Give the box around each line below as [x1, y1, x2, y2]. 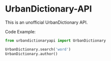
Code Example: [5, 29, 36, 34]
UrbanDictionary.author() [5, 51, 58, 56]
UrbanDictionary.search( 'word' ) [5, 47, 71, 52]
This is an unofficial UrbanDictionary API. [5, 19, 88, 25]
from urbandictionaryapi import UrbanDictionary [5, 38, 106, 43]
